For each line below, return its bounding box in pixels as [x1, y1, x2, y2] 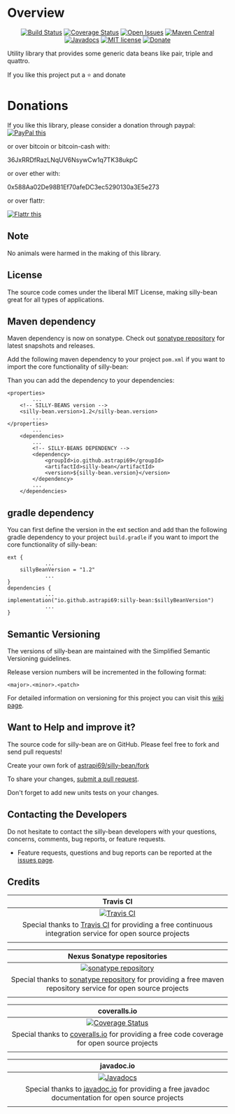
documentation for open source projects [51, 1093, 184, 1103]
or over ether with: [7, 169, 61, 177]
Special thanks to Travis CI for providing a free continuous [22, 920, 213, 930]
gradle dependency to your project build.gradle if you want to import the [7, 533, 219, 541]
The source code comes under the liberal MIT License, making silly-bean [7, 287, 218, 296]
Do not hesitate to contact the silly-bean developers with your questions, [7, 827, 217, 836]
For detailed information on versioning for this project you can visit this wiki [7, 693, 224, 702]
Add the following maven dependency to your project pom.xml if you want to [7, 355, 225, 364]
